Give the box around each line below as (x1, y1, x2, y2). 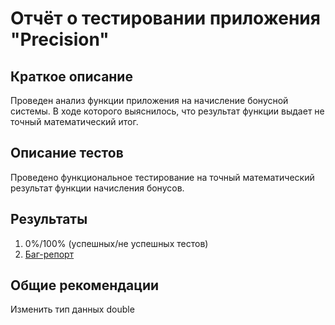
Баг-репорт (24, 248, 75, 260)
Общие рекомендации (10, 277, 160, 294)
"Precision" (10, 28, 110, 51)
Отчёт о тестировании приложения (10, 7, 321, 30)
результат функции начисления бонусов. (10, 182, 185, 194)
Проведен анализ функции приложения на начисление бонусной (10, 95, 289, 106)
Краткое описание (10, 68, 133, 85)
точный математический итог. (10, 116, 139, 127)
